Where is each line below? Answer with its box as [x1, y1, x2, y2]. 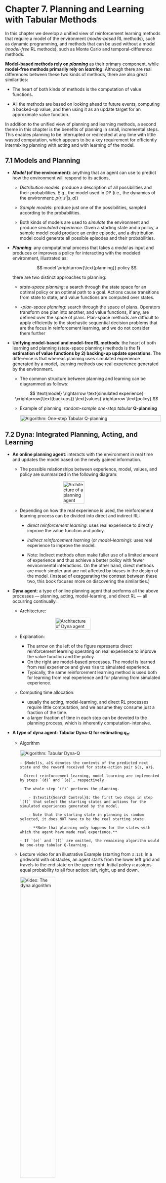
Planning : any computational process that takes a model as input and [12, 245, 154, 251]
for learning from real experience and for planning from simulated [27, 675, 161, 680]
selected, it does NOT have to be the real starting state [19, 817, 144, 822]
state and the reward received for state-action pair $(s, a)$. [19, 765, 155, 770]
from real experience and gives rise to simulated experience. [27, 664, 151, 670]
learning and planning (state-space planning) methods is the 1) [12, 345, 141, 351]
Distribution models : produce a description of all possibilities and [19, 184, 152, 190]
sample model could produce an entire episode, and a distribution [19, 230, 154, 236]
